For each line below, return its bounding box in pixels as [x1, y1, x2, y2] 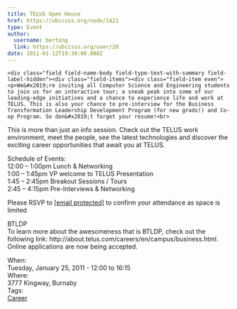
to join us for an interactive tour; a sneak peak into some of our [7, 88, 214, 95]
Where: [7, 271, 29, 279]
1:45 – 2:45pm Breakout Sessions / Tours [7, 177, 128, 185]
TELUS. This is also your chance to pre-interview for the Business [7, 100, 214, 107]
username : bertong [13, 37, 69, 44]
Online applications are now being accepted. [7, 242, 138, 251]
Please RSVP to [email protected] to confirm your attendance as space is [7, 198, 221, 207]
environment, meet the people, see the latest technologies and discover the [7, 133, 228, 141]
